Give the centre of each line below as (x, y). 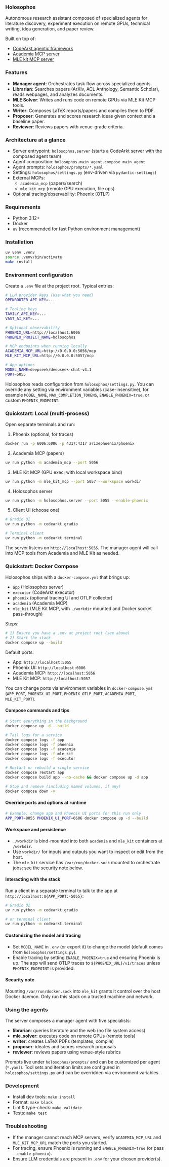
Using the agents (27, 1009)
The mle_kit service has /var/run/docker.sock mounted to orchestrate (86, 862)
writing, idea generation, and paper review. (50, 29)
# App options (20, 365)
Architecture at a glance (35, 139)
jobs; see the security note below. (48, 868)
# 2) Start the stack (28, 638)
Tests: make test (30, 1113)
